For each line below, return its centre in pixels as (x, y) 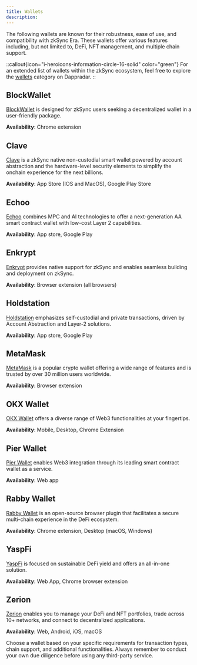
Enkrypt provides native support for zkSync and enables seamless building (97, 267)
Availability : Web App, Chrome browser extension (67, 581)
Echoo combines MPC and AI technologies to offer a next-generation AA (94, 217)
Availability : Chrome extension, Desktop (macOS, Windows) (79, 530)
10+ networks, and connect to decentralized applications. (76, 620)
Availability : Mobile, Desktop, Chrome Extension (65, 430)
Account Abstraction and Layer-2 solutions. (59, 324)
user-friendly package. (34, 116)
